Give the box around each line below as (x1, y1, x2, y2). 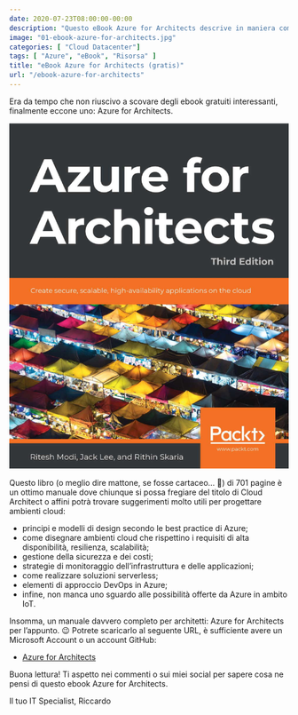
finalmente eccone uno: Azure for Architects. (9, 105, 174, 115)
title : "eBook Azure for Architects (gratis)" (9, 61, 184, 70)
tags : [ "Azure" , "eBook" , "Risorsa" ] (9, 52, 157, 61)
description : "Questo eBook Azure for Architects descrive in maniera (9, 23, 276, 33)
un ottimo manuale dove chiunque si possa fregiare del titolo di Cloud (9, 487, 263, 497)
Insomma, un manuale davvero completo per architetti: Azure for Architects (9, 616, 285, 626)
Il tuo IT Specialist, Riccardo (9, 695, 112, 706)
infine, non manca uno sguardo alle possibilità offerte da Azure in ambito (21, 589, 288, 600)
